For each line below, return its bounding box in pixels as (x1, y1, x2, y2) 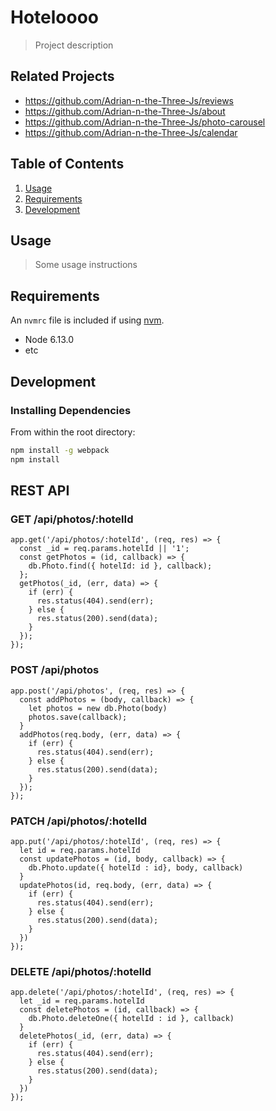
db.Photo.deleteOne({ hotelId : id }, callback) (28, 1014, 235, 1024)
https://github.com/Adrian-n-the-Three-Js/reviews (24, 94, 234, 106)
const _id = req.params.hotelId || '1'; (19, 544, 190, 554)
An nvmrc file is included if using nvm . (10, 314, 165, 326)
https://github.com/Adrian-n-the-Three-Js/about (24, 105, 226, 117)
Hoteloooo (10, 6, 100, 29)
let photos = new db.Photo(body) (28, 703, 168, 713)
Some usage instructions (34, 259, 138, 271)
